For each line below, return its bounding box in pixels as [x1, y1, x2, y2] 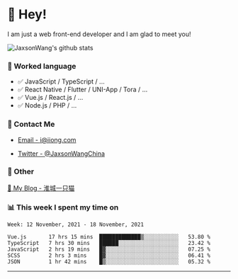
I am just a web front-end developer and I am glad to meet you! [7, 30, 191, 38]
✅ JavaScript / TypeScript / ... [17, 77, 105, 86]
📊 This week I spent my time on [7, 202, 119, 212]
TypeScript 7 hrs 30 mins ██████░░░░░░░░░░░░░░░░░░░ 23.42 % [7, 240, 211, 247]
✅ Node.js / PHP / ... [17, 101, 77, 110]
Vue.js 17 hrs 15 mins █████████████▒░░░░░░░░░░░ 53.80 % [7, 234, 211, 241]
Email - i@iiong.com [17, 135, 76, 144]
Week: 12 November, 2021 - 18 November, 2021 [7, 221, 144, 229]
